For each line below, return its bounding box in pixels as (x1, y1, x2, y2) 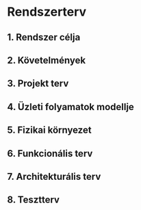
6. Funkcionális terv (7, 148, 93, 159)
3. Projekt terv (7, 78, 69, 90)
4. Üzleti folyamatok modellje (7, 101, 135, 113)
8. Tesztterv (7, 194, 60, 206)
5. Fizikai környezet (7, 124, 92, 136)
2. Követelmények (7, 54, 86, 66)
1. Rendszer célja (7, 31, 81, 43)
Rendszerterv (7, 4, 87, 20)
